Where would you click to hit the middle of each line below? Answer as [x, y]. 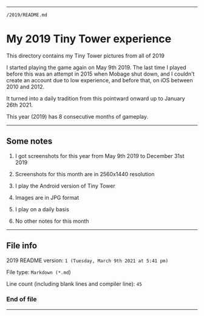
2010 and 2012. [25, 87]
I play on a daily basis [42, 209]
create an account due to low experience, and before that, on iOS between [100, 80]
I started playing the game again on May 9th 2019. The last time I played [96, 67]
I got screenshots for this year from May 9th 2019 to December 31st [100, 156]
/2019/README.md [27, 15]
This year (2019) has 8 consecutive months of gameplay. [77, 116]
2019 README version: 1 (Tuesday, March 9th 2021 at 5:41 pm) [87, 260]
